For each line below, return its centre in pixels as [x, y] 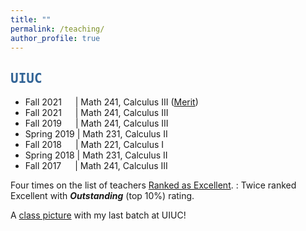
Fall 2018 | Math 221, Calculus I [94, 145]
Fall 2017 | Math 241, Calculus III [96, 166]
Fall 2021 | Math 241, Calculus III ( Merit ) [111, 102]
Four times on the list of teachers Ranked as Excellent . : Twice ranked [153, 185]
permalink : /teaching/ [57, 29]
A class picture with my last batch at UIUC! [98, 215]
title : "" [31, 19]
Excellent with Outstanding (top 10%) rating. [102, 196]
